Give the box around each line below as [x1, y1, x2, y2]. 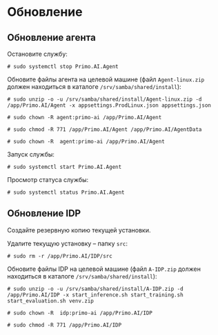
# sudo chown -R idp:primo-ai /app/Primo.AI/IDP [7, 309, 153, 316]
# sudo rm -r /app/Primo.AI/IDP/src [7, 252, 112, 259]
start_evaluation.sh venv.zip [7, 297, 95, 304]
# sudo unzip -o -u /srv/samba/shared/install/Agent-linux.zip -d [7, 96, 202, 103]
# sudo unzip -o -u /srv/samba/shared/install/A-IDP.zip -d [7, 285, 184, 292]
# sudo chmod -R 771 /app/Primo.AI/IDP [7, 321, 122, 328]
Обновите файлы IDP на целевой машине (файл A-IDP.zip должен [7, 265, 201, 273]
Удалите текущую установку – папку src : [7, 239, 128, 247]
